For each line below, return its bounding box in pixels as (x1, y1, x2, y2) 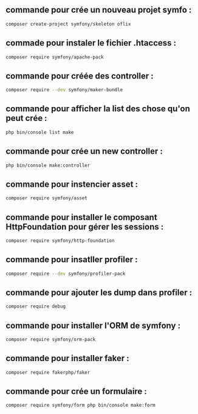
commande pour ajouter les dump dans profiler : (5, 287, 193, 297)
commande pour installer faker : (5, 353, 130, 364)
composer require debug (5, 303, 66, 309)
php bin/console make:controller (5, 162, 90, 168)
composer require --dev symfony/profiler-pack (5, 271, 126, 277)
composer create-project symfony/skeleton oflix (5, 21, 131, 27)
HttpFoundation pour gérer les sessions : (5, 221, 164, 232)
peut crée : (5, 113, 47, 123)
